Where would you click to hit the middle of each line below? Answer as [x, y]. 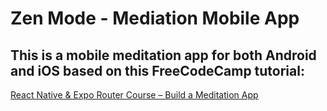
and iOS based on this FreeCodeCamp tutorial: [157, 70]
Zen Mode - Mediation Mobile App [155, 18]
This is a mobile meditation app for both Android [163, 55]
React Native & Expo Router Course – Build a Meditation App [134, 95]
